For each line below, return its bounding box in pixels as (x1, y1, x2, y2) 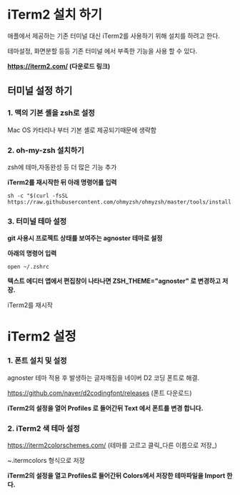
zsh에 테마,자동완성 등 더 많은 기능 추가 (7, 162, 117, 171)
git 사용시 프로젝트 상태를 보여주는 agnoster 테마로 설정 (7, 234, 163, 243)
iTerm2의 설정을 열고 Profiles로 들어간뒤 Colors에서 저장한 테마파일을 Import (7, 471, 226, 479)
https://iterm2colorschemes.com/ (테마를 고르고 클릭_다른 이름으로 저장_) (7, 441, 218, 449)
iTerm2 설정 (7, 329, 76, 345)
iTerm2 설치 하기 (7, 6, 102, 23)
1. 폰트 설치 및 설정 (7, 356, 67, 366)
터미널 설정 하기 (7, 85, 73, 97)
